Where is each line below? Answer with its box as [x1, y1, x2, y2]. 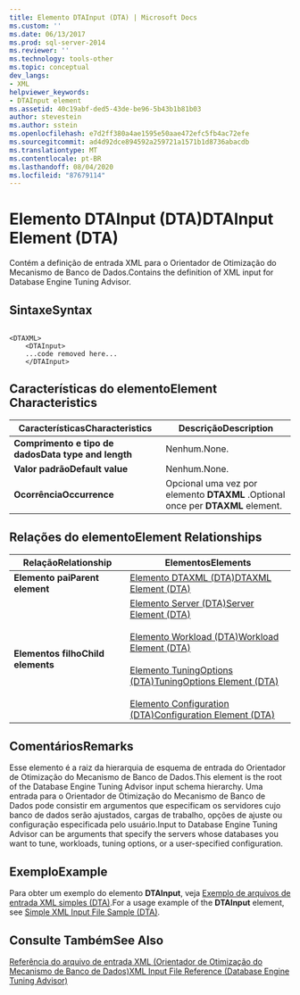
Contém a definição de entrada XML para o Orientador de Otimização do [9, 258, 277, 269]
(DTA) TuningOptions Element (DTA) [129, 675, 279, 687]
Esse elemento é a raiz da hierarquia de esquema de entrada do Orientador [9, 762, 287, 773]
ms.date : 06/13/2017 [9, 29, 87, 38]
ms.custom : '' [9, 21, 62, 30]
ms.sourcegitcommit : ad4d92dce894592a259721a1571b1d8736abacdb [9, 137, 250, 146]
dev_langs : [9, 71, 50, 80]
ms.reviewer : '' [9, 46, 70, 55]
